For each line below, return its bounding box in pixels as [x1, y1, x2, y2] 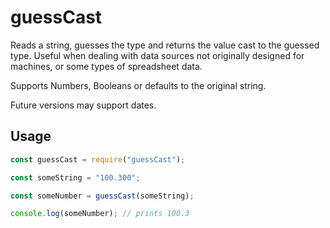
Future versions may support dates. [10, 99, 157, 111]
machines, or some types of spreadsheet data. [10, 60, 203, 72]
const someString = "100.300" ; [10, 172, 141, 183]
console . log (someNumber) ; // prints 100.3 [10, 209, 190, 219]
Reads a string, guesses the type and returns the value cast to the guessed [10, 39, 320, 51]
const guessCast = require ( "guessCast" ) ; [10, 154, 186, 165]
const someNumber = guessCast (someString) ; [10, 191, 195, 201]
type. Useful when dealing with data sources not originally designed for [10, 49, 305, 61]
